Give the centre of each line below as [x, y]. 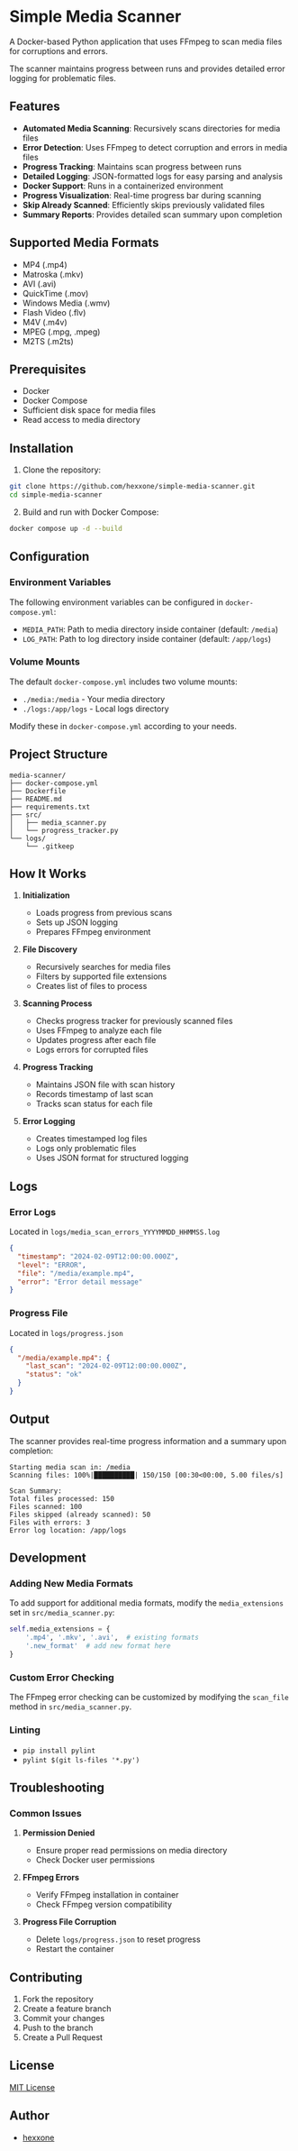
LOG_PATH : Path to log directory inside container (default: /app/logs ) [147, 638]
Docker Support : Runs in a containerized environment [122, 186]
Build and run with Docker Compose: [90, 512]
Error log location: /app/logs [68, 1530]
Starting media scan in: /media [70, 1467]
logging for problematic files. [63, 78]
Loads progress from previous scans [104, 913]
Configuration [50, 557]
